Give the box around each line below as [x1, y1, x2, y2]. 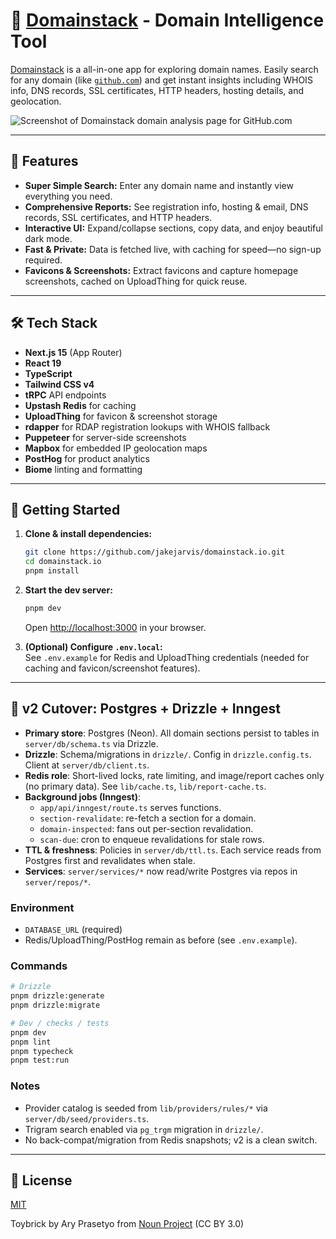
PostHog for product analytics [24, 452, 150, 464]
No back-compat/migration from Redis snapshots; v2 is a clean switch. [24, 1134, 318, 1146]
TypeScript [24, 367, 73, 379]
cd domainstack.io [24, 557, 102, 567]
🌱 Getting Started [10, 501, 121, 518]
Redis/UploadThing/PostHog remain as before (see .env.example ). [24, 934, 298, 946]
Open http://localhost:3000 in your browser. [24, 621, 207, 633]
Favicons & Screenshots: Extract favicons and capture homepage [24, 264, 299, 276]
